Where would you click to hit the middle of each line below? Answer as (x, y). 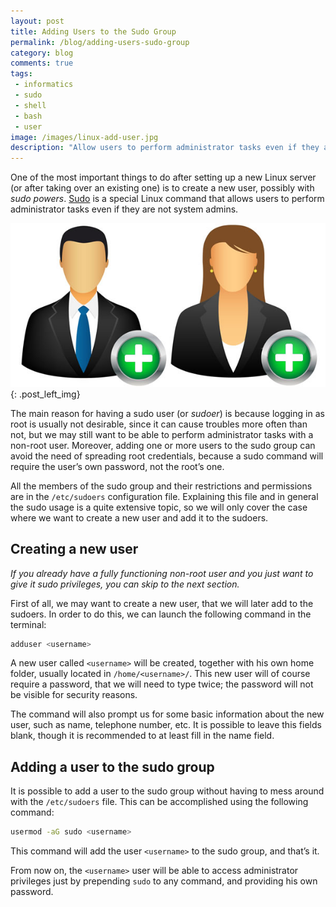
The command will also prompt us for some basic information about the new (167, 714)
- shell (30, 105)
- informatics (44, 85)
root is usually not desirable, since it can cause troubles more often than (159, 424)
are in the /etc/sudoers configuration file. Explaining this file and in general (164, 496)
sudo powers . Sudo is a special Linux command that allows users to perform (167, 199)
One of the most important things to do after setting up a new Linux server (163, 177)
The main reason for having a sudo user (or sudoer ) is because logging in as (167, 413)
